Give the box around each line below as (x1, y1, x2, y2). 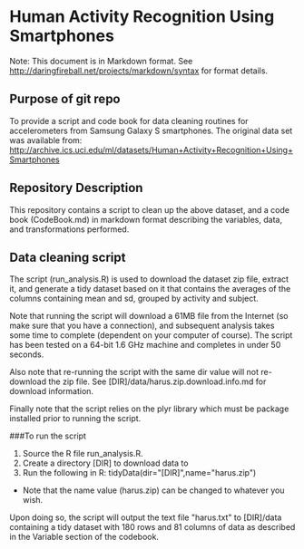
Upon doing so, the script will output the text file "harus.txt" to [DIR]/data (9, 512, 282, 523)
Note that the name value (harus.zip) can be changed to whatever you (22, 485, 285, 496)
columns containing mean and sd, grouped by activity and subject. (9, 293, 259, 304)
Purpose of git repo (9, 91, 121, 107)
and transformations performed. (9, 224, 130, 235)
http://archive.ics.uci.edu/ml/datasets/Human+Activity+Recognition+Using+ (9, 144, 293, 155)
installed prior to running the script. (9, 413, 142, 424)
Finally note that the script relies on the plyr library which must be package (9, 403, 289, 414)
